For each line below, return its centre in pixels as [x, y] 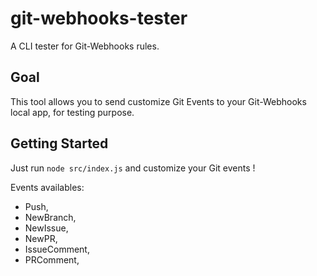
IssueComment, [57, 249]
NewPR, [41, 238]
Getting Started [59, 143]
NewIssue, [46, 228]
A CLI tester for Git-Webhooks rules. [85, 46]
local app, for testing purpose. [72, 112]
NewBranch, [50, 217]
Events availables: [47, 187]
